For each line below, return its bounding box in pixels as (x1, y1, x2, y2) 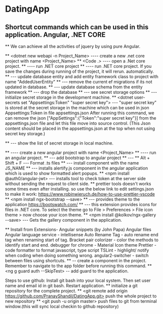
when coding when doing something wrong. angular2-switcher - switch (5, 252, 149, 258)
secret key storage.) (5, 131, 45, 136)
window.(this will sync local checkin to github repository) (5, 304, 119, 309)
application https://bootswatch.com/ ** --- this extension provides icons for (5, 202, 157, 207)
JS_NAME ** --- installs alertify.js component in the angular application (5, 165, 148, 171)
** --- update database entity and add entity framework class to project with (5, 74, 159, 79)
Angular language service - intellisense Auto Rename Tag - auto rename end (5, 232, 159, 237)
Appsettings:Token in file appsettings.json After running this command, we (5, 110, 155, 116)
